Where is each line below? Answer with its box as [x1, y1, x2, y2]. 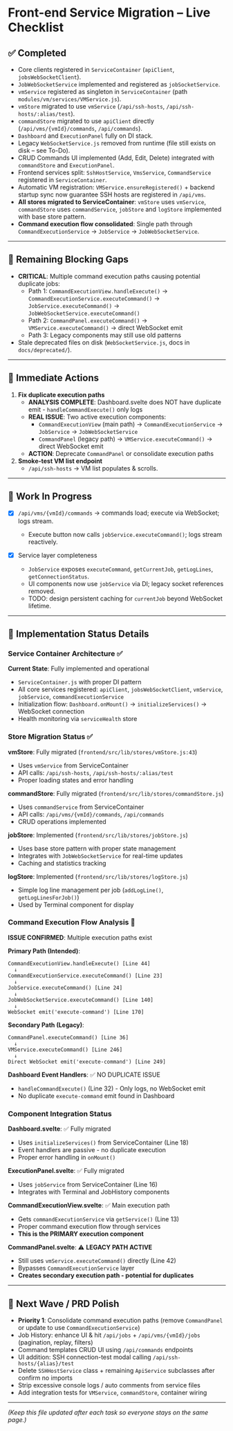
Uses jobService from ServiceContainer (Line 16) [17, 1181, 158, 1189]
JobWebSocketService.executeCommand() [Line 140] [8, 996, 154, 1003]
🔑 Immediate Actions [8, 372, 100, 384]
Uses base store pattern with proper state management [17, 844, 176, 853]
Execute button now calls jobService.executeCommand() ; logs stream [28, 530, 223, 538]
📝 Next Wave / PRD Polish [8, 1297, 120, 1309]
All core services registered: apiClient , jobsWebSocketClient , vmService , [17, 685, 223, 693]
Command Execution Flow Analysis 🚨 [8, 918, 136, 927]
